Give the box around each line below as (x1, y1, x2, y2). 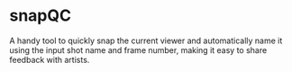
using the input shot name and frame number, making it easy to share (9, 44, 268, 55)
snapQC (9, 5, 72, 26)
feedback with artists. (9, 54, 90, 65)
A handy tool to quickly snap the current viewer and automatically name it (9, 35, 283, 46)
